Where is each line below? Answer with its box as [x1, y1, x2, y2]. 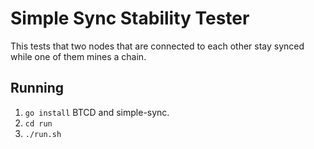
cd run [24, 118, 53, 129]
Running [10, 80, 65, 97]
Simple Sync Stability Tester [10, 7, 250, 30]
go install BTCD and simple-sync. [24, 106, 170, 118]
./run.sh [24, 129, 62, 139]
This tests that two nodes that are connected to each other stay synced [10, 40, 305, 52]
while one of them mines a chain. [10, 50, 147, 62]
